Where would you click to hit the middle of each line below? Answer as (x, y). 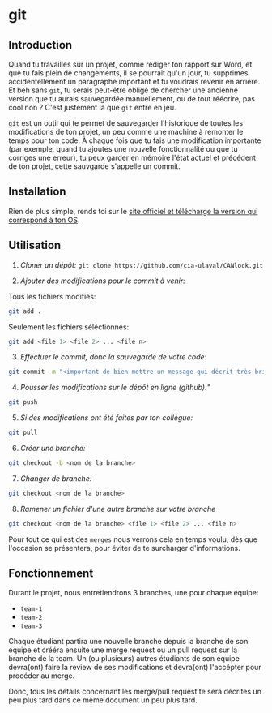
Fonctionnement (51, 573)
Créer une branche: (53, 448)
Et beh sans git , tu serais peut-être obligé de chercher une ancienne (123, 90)
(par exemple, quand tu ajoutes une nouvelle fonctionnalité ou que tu (123, 149)
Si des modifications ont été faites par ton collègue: (106, 418)
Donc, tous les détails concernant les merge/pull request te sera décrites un (135, 692)
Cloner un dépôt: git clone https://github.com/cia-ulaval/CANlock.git (142, 264)
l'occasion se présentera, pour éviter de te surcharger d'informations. (124, 548)
